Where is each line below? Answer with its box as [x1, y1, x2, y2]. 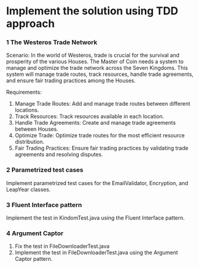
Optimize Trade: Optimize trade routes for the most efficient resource [14, 132, 185, 139]
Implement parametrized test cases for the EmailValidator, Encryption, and [6, 179, 189, 186]
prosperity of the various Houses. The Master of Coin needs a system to [6, 58, 184, 65]
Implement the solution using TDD [6, 4, 179, 18]
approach [6, 17, 55, 30]
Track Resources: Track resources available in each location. [14, 113, 164, 120]
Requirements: [6, 88, 42, 96]
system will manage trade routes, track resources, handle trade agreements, [6, 70, 194, 78]
